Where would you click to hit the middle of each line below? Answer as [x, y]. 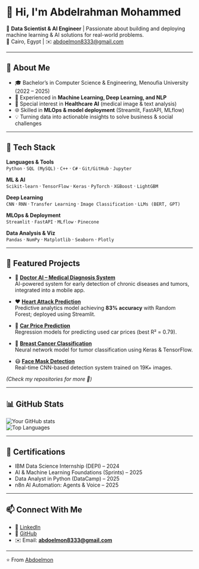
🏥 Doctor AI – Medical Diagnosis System [65, 277]
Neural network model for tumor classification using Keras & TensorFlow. [104, 350]
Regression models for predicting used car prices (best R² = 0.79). [96, 332]
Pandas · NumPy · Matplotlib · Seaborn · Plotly [60, 239]
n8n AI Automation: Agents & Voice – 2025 [67, 485]
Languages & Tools [30, 162]
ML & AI [16, 180]
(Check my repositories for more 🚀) [49, 379]
